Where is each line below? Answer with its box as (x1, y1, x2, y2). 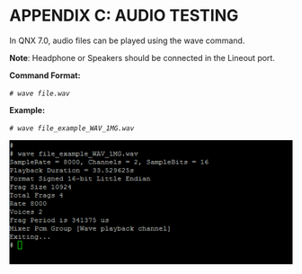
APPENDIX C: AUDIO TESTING (9, 5, 239, 26)
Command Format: (9, 69, 81, 81)
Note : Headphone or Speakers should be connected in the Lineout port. (9, 52, 276, 63)
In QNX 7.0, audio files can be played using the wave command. (9, 35, 245, 46)
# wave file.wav (9, 89, 70, 98)
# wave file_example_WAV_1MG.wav (9, 123, 135, 133)
